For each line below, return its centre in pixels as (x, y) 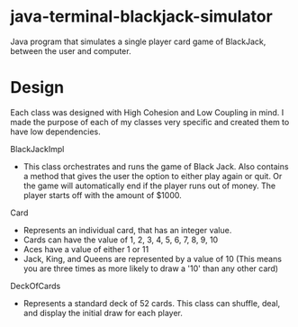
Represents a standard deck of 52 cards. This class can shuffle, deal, (152, 303)
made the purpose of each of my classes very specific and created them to (150, 122)
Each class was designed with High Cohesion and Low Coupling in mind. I (147, 112)
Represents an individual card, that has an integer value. (127, 230)
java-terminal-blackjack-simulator (141, 17)
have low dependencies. (56, 132)
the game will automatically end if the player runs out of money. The (149, 186)
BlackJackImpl (37, 149)
